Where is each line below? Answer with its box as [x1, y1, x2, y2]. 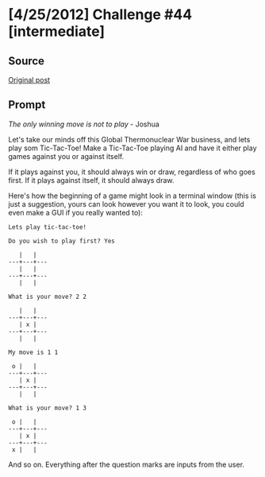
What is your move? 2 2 [8, 293, 87, 301]
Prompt [8, 98, 46, 112]
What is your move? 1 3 [8, 404, 87, 412]
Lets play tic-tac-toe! [8, 223, 87, 231]
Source [8, 54, 45, 68]
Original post [8, 76, 50, 84]
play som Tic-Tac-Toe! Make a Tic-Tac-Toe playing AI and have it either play [8, 143, 257, 153]
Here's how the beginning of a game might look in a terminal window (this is [8, 191, 256, 200]
